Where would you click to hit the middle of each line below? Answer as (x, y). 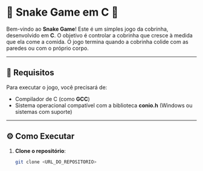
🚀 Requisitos (30, 73)
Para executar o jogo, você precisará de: (57, 87)
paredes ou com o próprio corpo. (47, 48)
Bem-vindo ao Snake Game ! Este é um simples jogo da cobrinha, (87, 29)
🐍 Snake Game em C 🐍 (63, 12)
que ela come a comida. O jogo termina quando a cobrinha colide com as (97, 42)
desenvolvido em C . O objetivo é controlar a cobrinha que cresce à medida (100, 35)
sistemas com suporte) (43, 111)
